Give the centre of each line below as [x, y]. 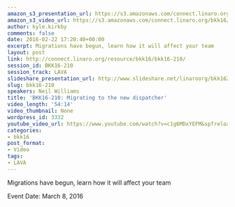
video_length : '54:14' [40, 105]
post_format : [26, 144]
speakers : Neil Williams [43, 91]
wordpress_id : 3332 [36, 117]
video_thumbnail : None [40, 111]
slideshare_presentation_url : [51, 78]
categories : [24, 130]
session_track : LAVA [37, 72]
